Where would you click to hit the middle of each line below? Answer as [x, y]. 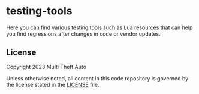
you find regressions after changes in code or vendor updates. [83, 33]
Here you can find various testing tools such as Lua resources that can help [99, 27]
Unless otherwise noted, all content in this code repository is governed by [97, 78]
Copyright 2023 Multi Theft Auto [46, 67]
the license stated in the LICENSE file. [53, 84]
